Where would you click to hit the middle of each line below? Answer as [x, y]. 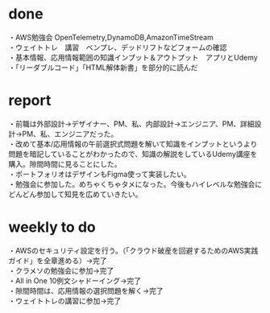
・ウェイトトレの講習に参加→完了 [65, 301]
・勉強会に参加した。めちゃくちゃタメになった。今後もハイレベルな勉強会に [135, 184]
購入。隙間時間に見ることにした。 [65, 164]
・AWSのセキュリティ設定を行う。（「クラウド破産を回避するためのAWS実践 [133, 250]
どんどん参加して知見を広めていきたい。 [75, 194]
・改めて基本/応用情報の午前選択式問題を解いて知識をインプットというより [133, 144]
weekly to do [52, 227]
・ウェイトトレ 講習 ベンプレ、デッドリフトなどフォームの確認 [118, 47]
